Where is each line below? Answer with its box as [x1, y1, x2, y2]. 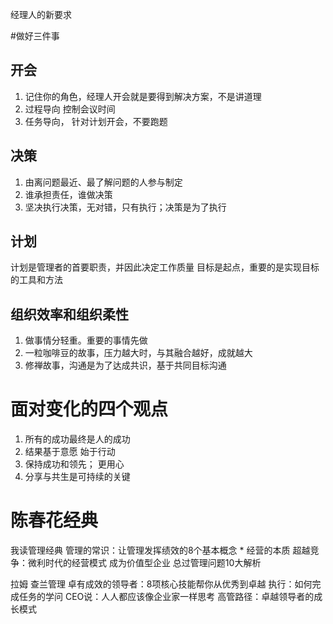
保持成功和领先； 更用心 [24, 458, 125, 470]
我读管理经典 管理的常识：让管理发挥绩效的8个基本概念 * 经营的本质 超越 [10, 544, 311, 557]
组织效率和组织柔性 [10, 306, 129, 323]
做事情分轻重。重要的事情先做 [24, 334, 148, 347]
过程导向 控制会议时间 [24, 103, 116, 115]
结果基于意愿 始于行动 [24, 446, 116, 458]
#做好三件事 [10, 30, 60, 42]
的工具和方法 [10, 274, 63, 286]
